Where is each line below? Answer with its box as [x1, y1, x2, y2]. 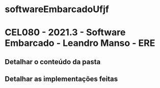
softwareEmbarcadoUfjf [5, 4, 109, 15]
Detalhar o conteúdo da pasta [5, 57, 101, 66]
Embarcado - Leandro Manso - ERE [5, 37, 155, 49]
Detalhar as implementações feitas [5, 75, 118, 83]
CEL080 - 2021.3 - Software [5, 27, 126, 38]
